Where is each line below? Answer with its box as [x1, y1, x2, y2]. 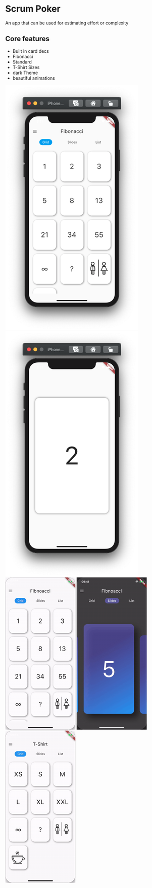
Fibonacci [12, 53, 33, 59]
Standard [12, 59, 32, 65]
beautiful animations [12, 75, 56, 81]
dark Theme [12, 70, 38, 76]
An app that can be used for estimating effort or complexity [5, 20, 129, 26]
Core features [5, 35, 49, 43]
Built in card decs [12, 48, 49, 54]
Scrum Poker [5, 3, 61, 15]
